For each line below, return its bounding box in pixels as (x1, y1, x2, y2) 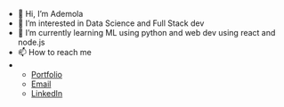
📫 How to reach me (17, 47, 92, 57)
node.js (17, 37, 46, 47)
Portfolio (30, 70, 62, 79)
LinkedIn (30, 88, 63, 98)
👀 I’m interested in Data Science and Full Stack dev (17, 18, 205, 29)
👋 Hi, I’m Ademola (17, 9, 84, 19)
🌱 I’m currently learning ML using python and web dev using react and (17, 28, 276, 37)
